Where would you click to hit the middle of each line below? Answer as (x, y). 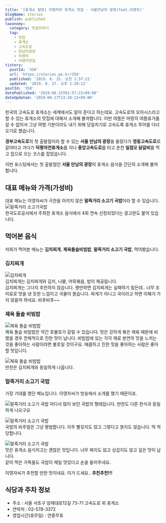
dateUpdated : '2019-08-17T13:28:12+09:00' (50, 97)
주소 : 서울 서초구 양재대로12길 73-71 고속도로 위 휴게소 (66, 503)
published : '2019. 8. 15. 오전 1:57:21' (51, 79)
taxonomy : (15, 24)
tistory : (14, 65)
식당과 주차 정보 (28, 490)
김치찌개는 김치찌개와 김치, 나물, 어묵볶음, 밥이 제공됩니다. (61, 282)
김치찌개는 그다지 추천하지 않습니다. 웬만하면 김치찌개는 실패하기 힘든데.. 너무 (80, 288)
